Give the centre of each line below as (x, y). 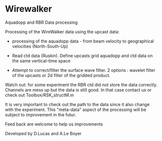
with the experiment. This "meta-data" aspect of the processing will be (76, 110)
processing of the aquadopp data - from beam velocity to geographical (83, 41)
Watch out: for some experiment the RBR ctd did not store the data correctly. (81, 85)
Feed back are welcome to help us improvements (54, 124)
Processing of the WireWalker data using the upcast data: (62, 31)
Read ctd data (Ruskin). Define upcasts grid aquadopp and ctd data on (82, 55)
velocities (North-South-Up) (40, 46)
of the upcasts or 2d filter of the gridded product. (61, 75)
